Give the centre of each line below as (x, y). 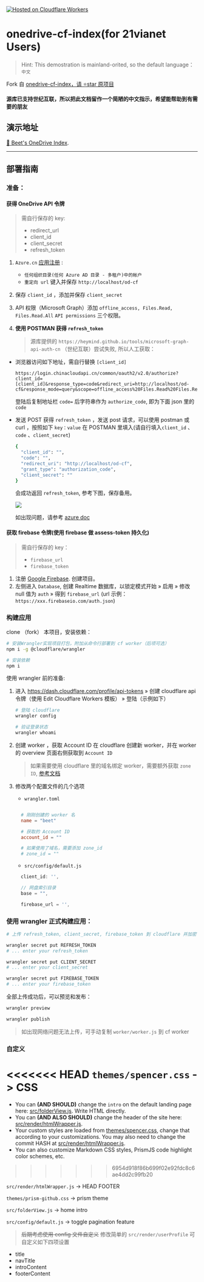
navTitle (25, 1260)
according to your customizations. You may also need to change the (100, 1136)
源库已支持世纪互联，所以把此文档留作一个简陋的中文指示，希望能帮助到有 (99, 99)
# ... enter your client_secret (47, 967)
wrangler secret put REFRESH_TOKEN (51, 945)
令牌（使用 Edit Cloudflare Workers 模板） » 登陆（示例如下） (92, 699)
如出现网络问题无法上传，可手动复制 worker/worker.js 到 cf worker (105, 1031)
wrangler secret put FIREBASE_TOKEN (53, 978)
